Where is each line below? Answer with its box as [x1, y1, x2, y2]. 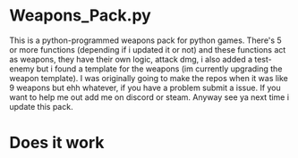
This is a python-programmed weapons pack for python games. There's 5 [9, 35, 282, 46]
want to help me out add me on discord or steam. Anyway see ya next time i [9, 91, 289, 103]
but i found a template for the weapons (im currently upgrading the [36, 63, 283, 74]
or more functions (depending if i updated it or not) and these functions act [9, 44, 286, 54]
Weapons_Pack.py [9, 5, 152, 26]
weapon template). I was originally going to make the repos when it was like [9, 72, 289, 83]
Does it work [9, 133, 105, 153]
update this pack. [9, 101, 73, 112]
